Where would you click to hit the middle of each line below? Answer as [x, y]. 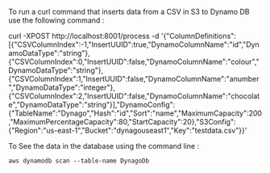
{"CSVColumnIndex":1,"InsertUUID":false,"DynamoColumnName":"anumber [134, 79]
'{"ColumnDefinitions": [198, 36]
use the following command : [56, 20]
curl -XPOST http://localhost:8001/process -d [84, 36]
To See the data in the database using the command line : [104, 146]
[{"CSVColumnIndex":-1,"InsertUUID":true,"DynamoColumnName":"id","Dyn [134, 44]
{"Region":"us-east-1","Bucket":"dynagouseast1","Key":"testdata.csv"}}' [128, 130]
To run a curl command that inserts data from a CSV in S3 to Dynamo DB [129, 12]
